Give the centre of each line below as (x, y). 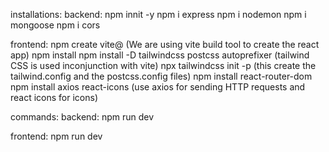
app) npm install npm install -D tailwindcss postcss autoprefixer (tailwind (160, 55)
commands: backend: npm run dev (82, 117)
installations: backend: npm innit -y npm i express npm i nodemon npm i (158, 14)
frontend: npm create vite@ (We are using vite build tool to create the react (165, 44)
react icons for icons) (54, 97)
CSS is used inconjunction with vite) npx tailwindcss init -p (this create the (163, 65)
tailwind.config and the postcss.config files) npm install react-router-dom (161, 76)
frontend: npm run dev (56, 136)
